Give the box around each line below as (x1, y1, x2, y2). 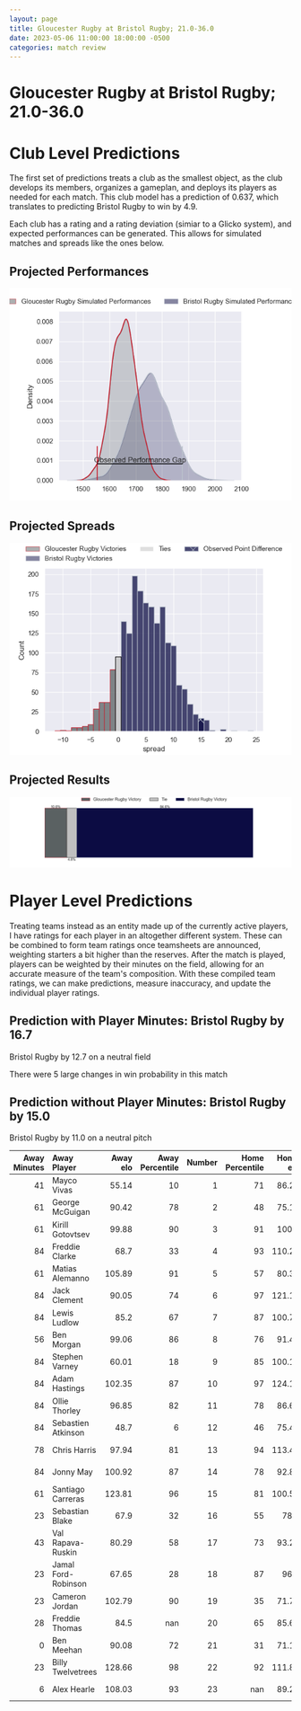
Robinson (52, 1578, 87, 1590)
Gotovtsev (52, 1228, 90, 1239)
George (52, 1197, 81, 1208)
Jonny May (52, 1466, 93, 1477)
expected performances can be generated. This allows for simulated (9, 228, 262, 239)
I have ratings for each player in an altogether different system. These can (9, 930, 283, 941)
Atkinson (52, 1427, 85, 1438)
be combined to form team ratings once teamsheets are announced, (9, 939, 262, 950)
